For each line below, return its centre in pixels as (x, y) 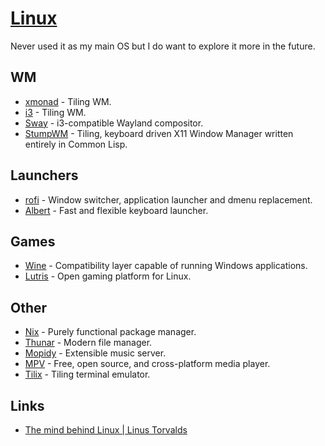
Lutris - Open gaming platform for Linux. (108, 276)
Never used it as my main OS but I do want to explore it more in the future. (163, 46)
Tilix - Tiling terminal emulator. (87, 374)
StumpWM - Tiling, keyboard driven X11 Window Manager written (159, 133)
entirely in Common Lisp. (76, 144)
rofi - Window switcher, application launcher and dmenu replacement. (168, 199)
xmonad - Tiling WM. (68, 101)
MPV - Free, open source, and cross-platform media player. (147, 364)
